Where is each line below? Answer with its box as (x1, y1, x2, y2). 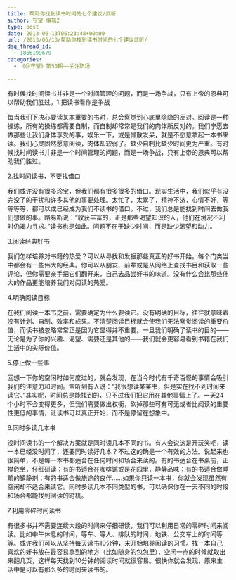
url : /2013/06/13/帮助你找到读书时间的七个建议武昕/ (7, 37, 148, 44)
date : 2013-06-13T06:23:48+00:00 (7, 30, 105, 37)
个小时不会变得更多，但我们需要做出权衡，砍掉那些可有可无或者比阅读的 (7, 399, 216, 408)
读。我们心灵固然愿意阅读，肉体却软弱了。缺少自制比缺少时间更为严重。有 (7, 139, 223, 148)
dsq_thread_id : (7, 43, 52, 50)
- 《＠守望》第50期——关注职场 (13, 63, 91, 70)
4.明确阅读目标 (7, 293, 51, 301)
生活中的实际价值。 (7, 343, 63, 352)
